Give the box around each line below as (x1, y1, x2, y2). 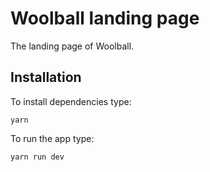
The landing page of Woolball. (10, 40, 135, 52)
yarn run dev (10, 152, 65, 162)
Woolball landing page (10, 7, 200, 30)
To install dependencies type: (10, 95, 132, 107)
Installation (10, 69, 82, 86)
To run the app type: (10, 132, 95, 144)
